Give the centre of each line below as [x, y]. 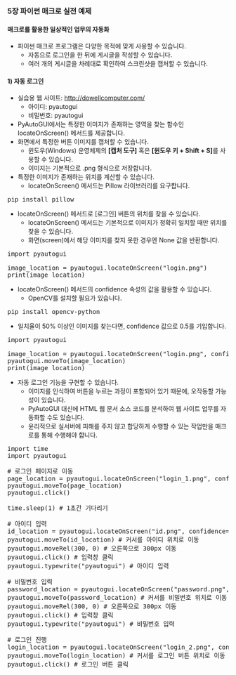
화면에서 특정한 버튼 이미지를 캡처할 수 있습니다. [83, 142]
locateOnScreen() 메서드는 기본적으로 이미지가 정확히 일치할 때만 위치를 [127, 223]
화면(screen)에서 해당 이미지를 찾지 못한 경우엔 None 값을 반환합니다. [124, 240]
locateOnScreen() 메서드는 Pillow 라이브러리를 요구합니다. [109, 186]
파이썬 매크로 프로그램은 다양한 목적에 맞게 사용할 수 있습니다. [102, 46]
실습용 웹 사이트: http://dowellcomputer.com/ [81, 98]
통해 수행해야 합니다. [70, 435]
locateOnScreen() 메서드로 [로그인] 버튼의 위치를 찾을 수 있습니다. [109, 214]
